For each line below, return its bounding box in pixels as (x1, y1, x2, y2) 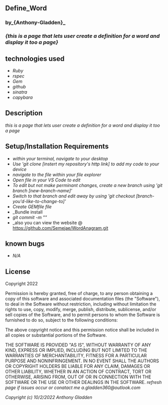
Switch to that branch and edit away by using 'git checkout (12, 193, 135, 199)
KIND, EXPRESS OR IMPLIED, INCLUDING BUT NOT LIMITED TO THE (5, 347, 147, 353)
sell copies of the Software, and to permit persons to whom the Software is (5, 312, 160, 318)
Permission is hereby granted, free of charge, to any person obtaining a (5, 290, 153, 296)
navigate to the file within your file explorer (12, 171, 102, 177)
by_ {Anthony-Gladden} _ (5, 19, 66, 26)
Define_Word (5, 4, 47, 13)
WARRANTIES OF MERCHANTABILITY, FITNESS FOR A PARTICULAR (5, 353, 147, 359)
